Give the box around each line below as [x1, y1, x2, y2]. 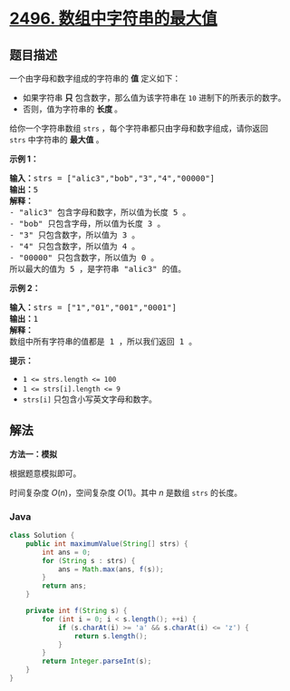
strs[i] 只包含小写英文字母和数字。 [22, 394, 157, 404]
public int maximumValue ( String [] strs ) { [25, 539, 188, 549]
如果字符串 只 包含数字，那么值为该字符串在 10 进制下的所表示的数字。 [22, 92, 286, 102]
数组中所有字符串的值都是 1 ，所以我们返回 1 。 [9, 336, 198, 346]
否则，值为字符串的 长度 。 [22, 103, 123, 114]
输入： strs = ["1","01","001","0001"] [9, 303, 177, 313]
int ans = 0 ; [42, 548, 92, 557]
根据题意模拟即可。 [9, 468, 82, 479]
